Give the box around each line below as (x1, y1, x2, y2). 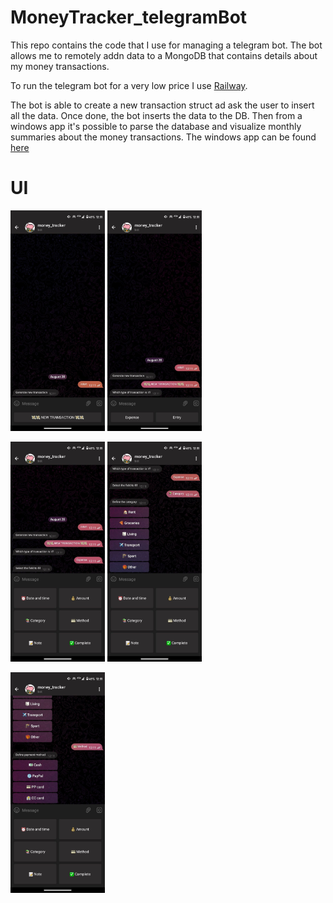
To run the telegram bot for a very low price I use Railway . (10, 79, 248, 91)
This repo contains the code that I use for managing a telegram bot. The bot (10, 39, 323, 51)
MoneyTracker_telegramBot (10, 6, 248, 29)
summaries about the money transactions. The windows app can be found (10, 131, 317, 143)
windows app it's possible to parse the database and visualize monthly (10, 120, 302, 132)
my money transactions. (10, 60, 110, 72)
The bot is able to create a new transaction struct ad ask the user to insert (10, 99, 315, 111)
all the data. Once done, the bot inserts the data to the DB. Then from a (10, 109, 303, 121)
